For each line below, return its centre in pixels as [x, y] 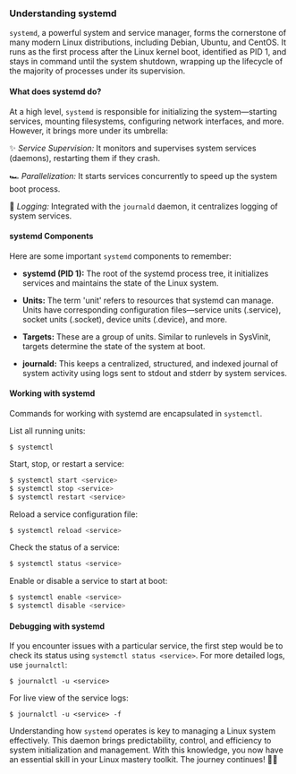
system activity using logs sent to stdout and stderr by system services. [155, 373]
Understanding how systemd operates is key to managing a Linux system [143, 731]
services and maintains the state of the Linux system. [120, 283]
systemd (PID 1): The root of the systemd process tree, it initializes [145, 273]
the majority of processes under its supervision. [97, 71]
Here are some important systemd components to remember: [121, 256]
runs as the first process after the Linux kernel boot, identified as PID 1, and [148, 52]
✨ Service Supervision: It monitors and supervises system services [133, 148]
